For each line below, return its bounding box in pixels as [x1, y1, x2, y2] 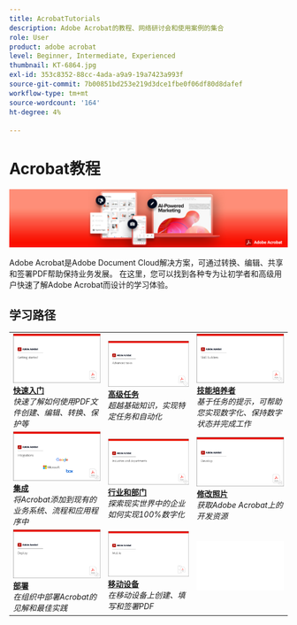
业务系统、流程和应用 [12, 505, 91, 515]
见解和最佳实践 [12, 603, 68, 613]
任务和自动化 [115, 411, 163, 421]
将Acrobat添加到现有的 [12, 494, 97, 505]
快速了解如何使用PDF [12, 396, 91, 406]
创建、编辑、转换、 [20, 407, 91, 418]
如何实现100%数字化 [107, 509, 186, 520]
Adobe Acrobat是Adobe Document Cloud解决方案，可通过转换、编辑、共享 [9, 257, 284, 267]
